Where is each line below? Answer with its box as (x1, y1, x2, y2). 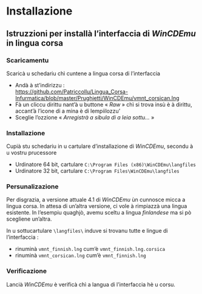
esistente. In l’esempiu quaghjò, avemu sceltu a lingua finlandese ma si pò (6, 209, 192, 216)
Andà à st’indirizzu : (15, 81, 65, 89)
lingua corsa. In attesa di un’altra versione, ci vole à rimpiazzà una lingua (6, 202, 187, 210)
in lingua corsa (6, 38, 64, 48)
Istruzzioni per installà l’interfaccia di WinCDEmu (6, 28, 196, 39)
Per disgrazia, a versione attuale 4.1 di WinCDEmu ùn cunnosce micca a (6, 196, 186, 204)
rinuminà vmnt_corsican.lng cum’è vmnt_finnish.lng (15, 252, 147, 259)
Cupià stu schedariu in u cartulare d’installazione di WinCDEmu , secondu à (6, 142, 194, 150)
